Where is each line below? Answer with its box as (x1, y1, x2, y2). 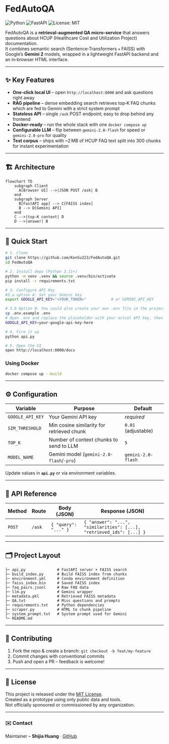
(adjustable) (124, 428, 153, 435)
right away (12, 95, 35, 101)
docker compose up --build (5, 371, 62, 377)
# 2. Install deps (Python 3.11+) (5, 269, 78, 274)
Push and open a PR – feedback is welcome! (12, 658, 105, 665)
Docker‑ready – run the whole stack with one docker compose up (12, 121, 147, 127)
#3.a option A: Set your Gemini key (5, 292, 82, 297)
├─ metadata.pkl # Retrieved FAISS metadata (5, 593, 116, 599)
